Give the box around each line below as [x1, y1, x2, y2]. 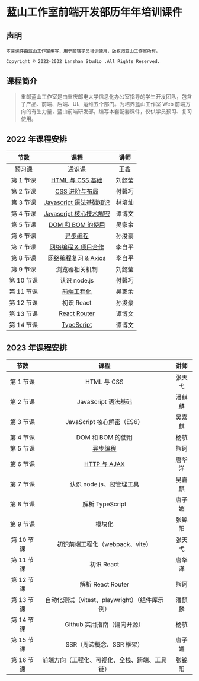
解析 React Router [79, 580, 129, 588]
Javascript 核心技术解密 [43, 209, 111, 217]
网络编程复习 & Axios [47, 254, 107, 262]
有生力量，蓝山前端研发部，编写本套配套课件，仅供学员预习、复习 [31, 107, 192, 115]
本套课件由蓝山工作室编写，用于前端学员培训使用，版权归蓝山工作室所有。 [6, 48, 161, 54]
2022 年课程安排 [6, 134, 67, 144]
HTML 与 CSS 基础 [51, 176, 103, 184]
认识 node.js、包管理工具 [69, 480, 139, 489]
